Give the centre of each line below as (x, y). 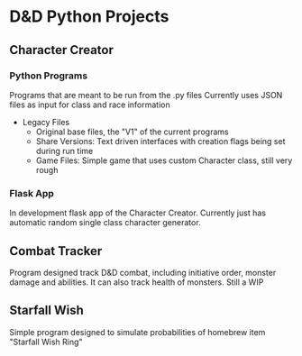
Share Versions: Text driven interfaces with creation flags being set (160, 141)
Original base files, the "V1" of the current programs (132, 132)
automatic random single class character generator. (105, 223)
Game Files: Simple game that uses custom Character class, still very (164, 160)
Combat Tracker (56, 251)
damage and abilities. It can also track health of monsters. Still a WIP (137, 282)
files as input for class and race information (90, 105)
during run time (64, 151)
